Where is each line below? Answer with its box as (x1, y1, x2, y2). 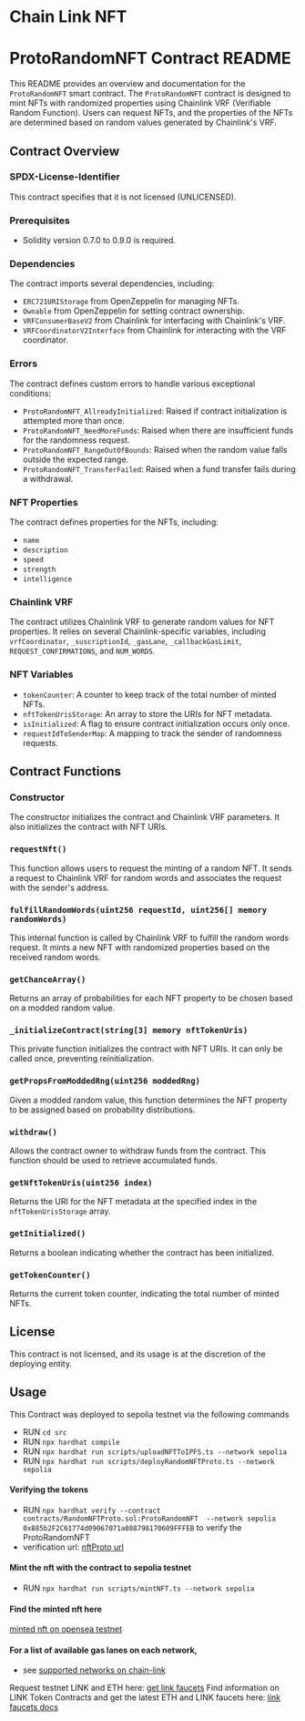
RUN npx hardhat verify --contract (22, 1504, 161, 1515)
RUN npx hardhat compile (22, 1436, 120, 1447)
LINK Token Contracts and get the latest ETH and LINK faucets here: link (9, 1692, 281, 1703)
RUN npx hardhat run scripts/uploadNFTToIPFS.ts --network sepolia (22, 1446, 288, 1457)
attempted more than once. (22, 415, 126, 425)
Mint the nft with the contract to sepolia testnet (9, 1562, 192, 1573)
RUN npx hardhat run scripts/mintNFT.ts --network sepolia (22, 1583, 255, 1593)
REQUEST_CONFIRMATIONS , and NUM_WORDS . (9, 645, 156, 657)
